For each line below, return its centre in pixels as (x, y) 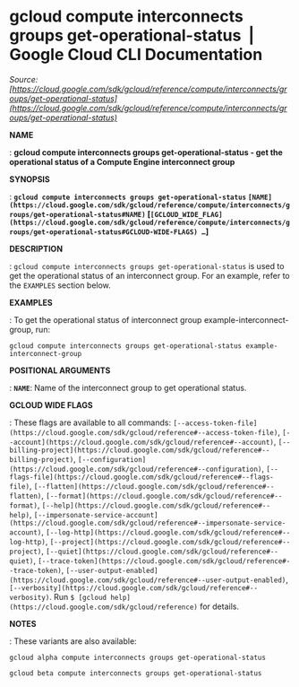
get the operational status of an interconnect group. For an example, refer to (150, 275)
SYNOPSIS (30, 179)
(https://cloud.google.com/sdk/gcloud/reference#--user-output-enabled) (148, 580)
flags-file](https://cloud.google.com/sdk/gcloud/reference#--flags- (142, 477)
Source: (24, 79)
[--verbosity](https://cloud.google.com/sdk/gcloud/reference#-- (133, 588)
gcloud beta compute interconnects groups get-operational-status (136, 673)
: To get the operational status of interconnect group (106, 319)
